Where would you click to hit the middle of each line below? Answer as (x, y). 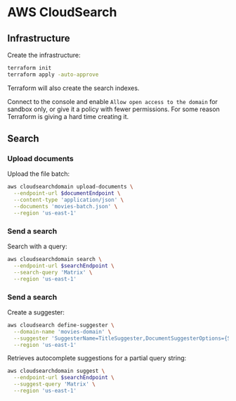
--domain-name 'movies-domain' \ (63, 331)
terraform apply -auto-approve (53, 75)
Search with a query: (38, 246)
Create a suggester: (36, 312)
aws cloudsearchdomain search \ (54, 260)
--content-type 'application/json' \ (69, 200)
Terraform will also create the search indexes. (73, 88)
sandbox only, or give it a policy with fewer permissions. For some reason (113, 109)
